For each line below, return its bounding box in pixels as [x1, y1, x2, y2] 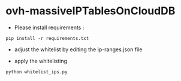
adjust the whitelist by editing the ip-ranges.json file [14, 46, 143, 53]
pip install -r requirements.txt [5, 35, 89, 41]
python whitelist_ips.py [5, 68, 68, 75]
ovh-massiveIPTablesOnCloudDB [5, 4, 176, 18]
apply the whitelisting [14, 57, 67, 64]
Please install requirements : [14, 24, 85, 31]
